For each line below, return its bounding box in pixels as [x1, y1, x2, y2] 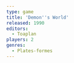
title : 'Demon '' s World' [6, 14, 69, 20]
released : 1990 [6, 20, 45, 26]
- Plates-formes [12, 48, 53, 54]
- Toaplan [12, 31, 36, 37]
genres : [6, 43, 26, 49]
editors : [6, 25, 29, 32]
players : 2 [6, 37, 34, 43]
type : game [6, 8, 34, 15]
